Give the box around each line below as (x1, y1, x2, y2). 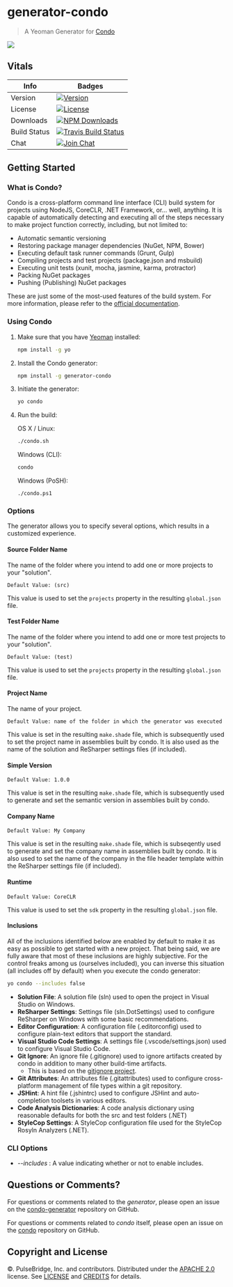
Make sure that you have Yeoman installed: (17, 332, 141, 341)
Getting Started (7, 162, 76, 174)
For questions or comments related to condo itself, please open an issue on (7, 1218, 223, 1226)
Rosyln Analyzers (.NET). (17, 1125, 89, 1134)
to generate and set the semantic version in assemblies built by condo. (7, 796, 210, 804)
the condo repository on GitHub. (7, 1226, 99, 1234)
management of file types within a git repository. (42, 1081, 182, 1090)
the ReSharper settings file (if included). (7, 861, 122, 871)
